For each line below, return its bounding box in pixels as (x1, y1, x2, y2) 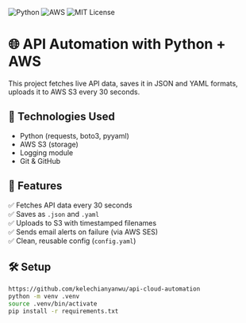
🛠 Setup (8, 260, 52, 273)
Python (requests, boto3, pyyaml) (19, 131, 129, 140)
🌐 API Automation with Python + (8, 36, 226, 53)
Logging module (19, 147, 74, 158)
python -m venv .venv (8, 293, 80, 301)
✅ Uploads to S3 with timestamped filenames (8, 218, 157, 227)
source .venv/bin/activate (8, 300, 98, 308)
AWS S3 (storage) (19, 139, 79, 149)
